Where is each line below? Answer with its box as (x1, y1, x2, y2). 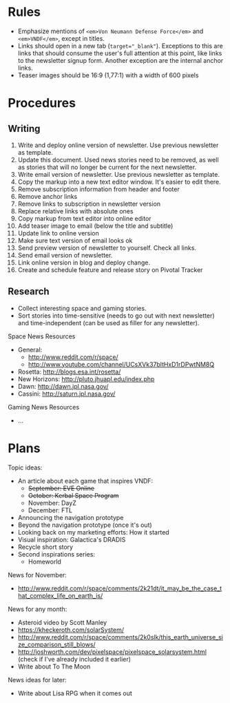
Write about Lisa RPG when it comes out (17, 688, 133, 697)
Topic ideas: (8, 463, 43, 472)
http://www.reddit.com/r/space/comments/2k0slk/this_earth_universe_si (17, 633, 223, 641)
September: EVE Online (28, 484, 95, 492)
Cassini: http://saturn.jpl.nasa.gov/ (17, 389, 116, 398)
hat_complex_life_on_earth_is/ (17, 591, 103, 599)
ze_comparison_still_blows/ (17, 640, 96, 648)
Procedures (8, 95, 76, 111)
